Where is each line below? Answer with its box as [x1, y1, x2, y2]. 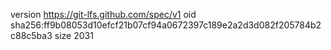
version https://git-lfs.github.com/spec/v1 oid [10, 9, 197, 20]
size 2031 [54, 30, 94, 41]
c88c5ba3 [10, 30, 53, 41]
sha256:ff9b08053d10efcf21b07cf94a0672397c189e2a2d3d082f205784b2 [10, 19, 322, 31]
